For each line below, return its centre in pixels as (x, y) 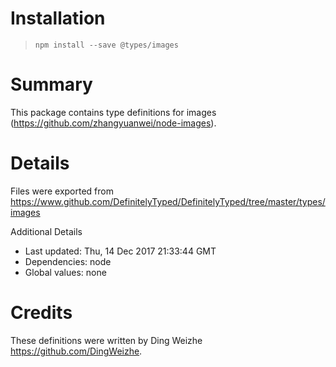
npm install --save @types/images (106, 45)
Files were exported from (62, 191)
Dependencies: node (68, 261)
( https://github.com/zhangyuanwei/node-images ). (113, 123)
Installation (58, 18)
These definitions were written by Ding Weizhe (106, 340)
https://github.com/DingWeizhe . (76, 351)
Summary (51, 84)
